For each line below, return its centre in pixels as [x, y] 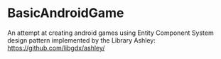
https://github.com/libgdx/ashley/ [56, 48]
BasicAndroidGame [66, 13]
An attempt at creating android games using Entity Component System [111, 33]
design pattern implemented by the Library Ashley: [82, 40]
